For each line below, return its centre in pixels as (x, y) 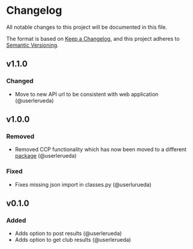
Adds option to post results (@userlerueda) (68, 233)
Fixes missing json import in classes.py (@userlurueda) (83, 184)
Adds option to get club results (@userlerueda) (73, 240)
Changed (20, 81)
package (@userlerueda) (46, 156)
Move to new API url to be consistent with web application (87, 94)
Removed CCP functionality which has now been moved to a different (101, 149)
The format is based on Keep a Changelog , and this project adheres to (93, 38)
